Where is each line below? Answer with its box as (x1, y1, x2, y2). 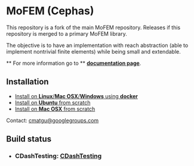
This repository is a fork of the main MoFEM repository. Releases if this (6, 24, 181, 31)
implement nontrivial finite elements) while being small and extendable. (6, 48, 181, 55)
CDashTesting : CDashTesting (14, 152, 102, 160)
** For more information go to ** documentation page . (6, 59, 141, 67)
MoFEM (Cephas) (6, 4, 94, 18)
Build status (6, 134, 52, 144)
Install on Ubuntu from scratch (14, 99, 91, 106)
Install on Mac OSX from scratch (14, 105, 96, 112)
